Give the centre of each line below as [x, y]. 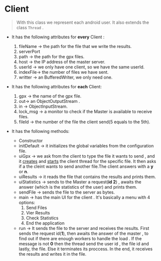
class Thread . [30, 27]
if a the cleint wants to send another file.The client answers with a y [86, 166]
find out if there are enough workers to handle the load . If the [80, 238]
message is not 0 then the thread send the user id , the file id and [84, 244]
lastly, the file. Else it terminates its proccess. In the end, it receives [86, 249]
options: [27, 202]
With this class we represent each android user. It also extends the [83, 22]
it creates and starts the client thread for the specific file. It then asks [88, 161]
